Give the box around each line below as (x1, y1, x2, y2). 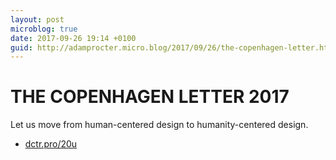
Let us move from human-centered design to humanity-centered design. (10, 119, 309, 131)
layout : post (10, 14, 65, 25)
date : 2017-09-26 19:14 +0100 (10, 33, 137, 43)
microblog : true (10, 24, 78, 34)
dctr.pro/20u (24, 138, 78, 150)
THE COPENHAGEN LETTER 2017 (10, 86, 290, 108)
